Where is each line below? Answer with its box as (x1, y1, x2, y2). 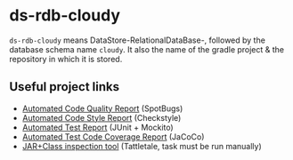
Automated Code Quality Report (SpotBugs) (21, 103, 183, 114)
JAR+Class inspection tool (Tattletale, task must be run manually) (21, 140, 263, 151)
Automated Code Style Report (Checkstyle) (21, 112, 182, 123)
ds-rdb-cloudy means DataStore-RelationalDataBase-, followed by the (9, 35, 265, 45)
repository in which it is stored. (9, 53, 123, 64)
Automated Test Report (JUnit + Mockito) (21, 122, 174, 132)
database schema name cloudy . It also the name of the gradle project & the (9, 44, 285, 54)
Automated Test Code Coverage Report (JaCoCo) (21, 131, 205, 142)
